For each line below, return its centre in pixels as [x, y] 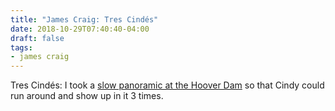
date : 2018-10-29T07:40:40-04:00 [80, 29]
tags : [21, 47]
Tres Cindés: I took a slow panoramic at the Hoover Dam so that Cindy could [167, 85]
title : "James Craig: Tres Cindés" [84, 19]
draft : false [37, 38]
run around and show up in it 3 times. [87, 96]
